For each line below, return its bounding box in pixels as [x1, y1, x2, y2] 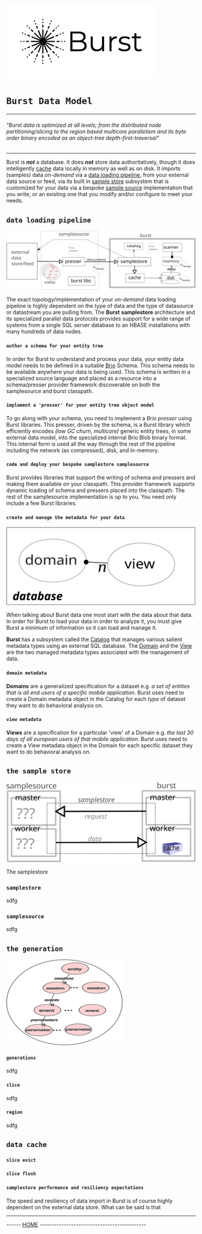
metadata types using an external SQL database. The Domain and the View [6, 642, 192, 650]
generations [6, 1055, 36, 1061]
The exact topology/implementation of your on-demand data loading [6, 296, 176, 303]
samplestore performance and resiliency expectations [6, 1184, 144, 1191]
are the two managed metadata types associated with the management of [6, 648, 189, 656]
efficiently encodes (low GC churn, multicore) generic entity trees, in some [6, 427, 191, 435]
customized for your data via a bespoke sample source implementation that [6, 184, 194, 191]
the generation [6, 944, 63, 953]
